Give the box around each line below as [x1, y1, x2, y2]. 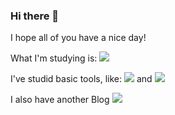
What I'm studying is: [10, 52, 98, 64]
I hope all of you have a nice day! [10, 32, 147, 44]
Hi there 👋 [10, 9, 60, 23]
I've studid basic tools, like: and [10, 73, 153, 85]
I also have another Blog [10, 94, 110, 106]
